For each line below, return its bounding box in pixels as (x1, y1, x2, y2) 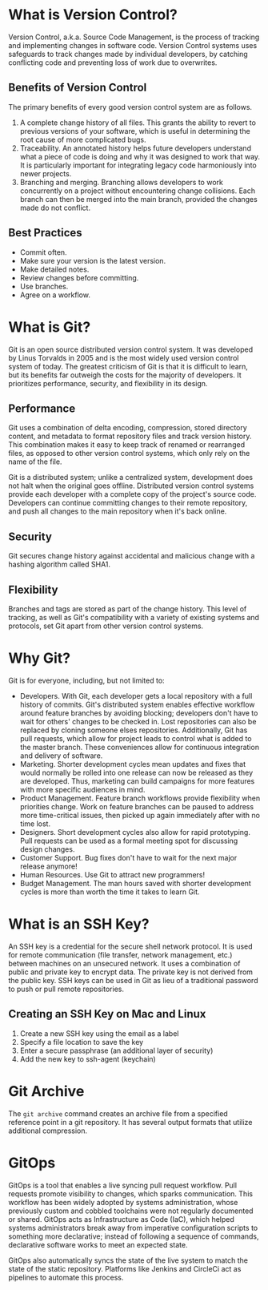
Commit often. (19, 247, 67, 257)
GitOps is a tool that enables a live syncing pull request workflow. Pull (8, 1180, 238, 1190)
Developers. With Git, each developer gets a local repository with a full (19, 691, 253, 700)
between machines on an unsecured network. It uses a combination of (8, 958, 241, 968)
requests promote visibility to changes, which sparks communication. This (8, 1188, 254, 1199)
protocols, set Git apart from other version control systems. (8, 621, 204, 631)
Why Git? (8, 649, 71, 667)
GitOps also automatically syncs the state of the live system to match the (8, 1256, 248, 1265)
